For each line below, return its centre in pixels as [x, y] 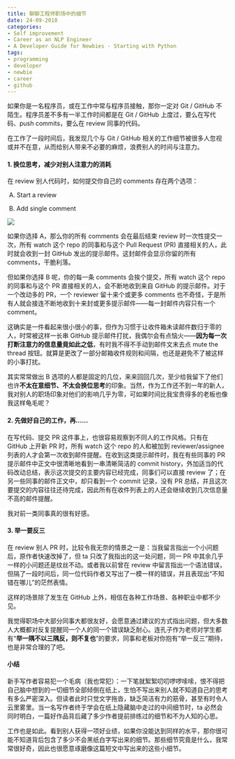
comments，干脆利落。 [41, 262]
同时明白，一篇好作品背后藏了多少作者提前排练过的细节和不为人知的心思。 [114, 716]
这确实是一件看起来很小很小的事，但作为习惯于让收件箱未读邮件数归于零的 [114, 327]
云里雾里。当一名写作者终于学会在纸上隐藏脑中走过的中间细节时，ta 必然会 [115, 707]
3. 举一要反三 [26, 530]
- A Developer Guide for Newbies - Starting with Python [92, 46]
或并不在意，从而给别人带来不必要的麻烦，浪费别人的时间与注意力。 [105, 147]
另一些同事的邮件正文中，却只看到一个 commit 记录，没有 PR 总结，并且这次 [117, 481]
